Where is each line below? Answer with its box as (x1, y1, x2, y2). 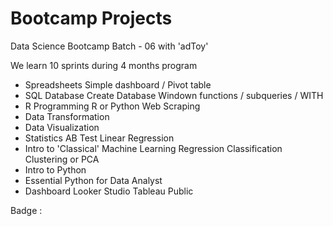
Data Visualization (24, 121, 100, 133)
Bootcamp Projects (10, 7, 173, 30)
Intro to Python (24, 163, 87, 176)
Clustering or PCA (24, 153, 100, 165)
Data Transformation (24, 110, 110, 122)
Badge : (10, 204, 43, 216)
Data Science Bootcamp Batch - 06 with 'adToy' (10, 40, 209, 52)
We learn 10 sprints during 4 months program (10, 59, 198, 71)
